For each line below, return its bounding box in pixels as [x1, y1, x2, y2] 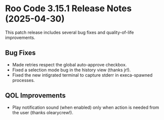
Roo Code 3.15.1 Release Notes [5, 3, 132, 14]
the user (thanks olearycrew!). [12, 109, 74, 115]
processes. [12, 77, 35, 83]
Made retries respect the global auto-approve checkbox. [12, 61, 127, 67]
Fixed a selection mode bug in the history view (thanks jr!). [12, 67, 131, 73]
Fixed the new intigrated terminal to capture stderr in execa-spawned [12, 72, 153, 78]
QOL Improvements [5, 91, 66, 100]
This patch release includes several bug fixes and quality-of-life [5, 29, 134, 35]
